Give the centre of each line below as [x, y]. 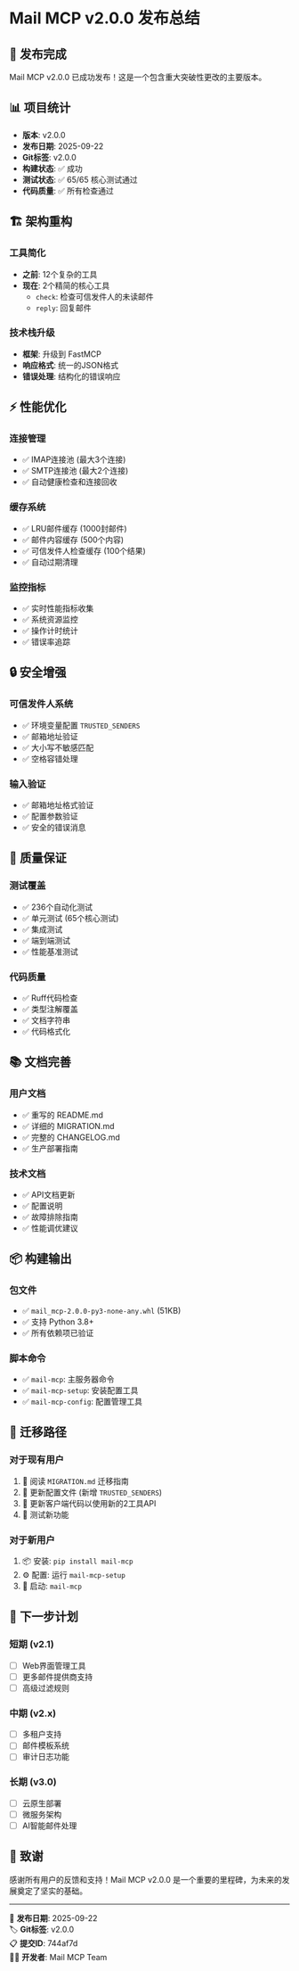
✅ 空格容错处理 [50, 758]
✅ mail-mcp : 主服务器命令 [68, 1380]
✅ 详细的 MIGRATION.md [68, 1126]
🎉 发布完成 [38, 54]
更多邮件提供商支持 [57, 1677]
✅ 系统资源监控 [50, 620]
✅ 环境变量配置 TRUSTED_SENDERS [81, 725]
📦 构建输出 [41, 1259]
